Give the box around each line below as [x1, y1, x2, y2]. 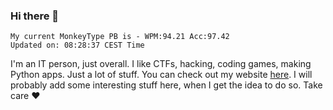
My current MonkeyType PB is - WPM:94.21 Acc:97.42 [10, 32, 230, 42]
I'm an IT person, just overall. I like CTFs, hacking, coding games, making [10, 58, 312, 70]
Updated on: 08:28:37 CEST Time [10, 40, 145, 51]
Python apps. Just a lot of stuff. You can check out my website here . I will [10, 69, 313, 81]
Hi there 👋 [10, 9, 60, 23]
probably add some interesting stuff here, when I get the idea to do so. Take [10, 79, 323, 91]
